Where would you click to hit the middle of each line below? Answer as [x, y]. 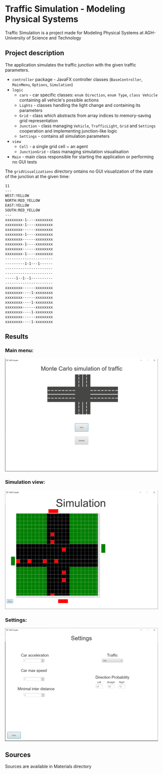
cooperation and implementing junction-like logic [68, 131]
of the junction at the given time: [37, 176]
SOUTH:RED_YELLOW [23, 210]
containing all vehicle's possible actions [59, 100]
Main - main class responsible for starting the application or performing [83, 157]
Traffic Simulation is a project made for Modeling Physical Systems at [74, 33]
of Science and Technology [54, 38]
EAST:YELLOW [17, 205]
